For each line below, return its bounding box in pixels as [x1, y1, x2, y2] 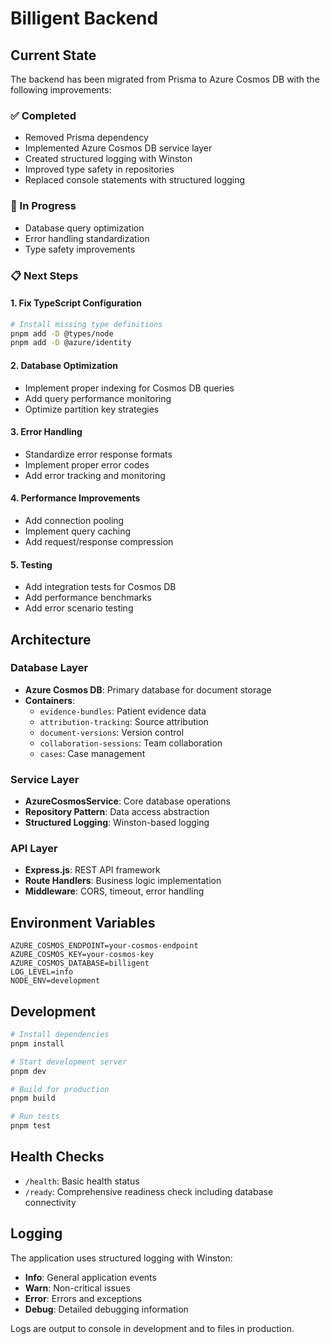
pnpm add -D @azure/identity [10, 338, 132, 348]
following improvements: [10, 84, 112, 96]
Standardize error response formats [24, 448, 173, 460]
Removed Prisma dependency [24, 132, 149, 144]
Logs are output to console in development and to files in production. [10, 1322, 295, 1334]
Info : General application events [24, 1271, 157, 1283]
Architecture [10, 631, 92, 648]
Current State [10, 47, 97, 64]
